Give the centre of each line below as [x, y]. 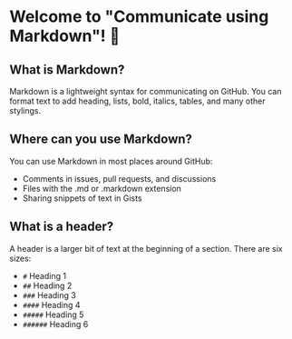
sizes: [20, 258]
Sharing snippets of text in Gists [82, 198]
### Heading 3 [49, 295]
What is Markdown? [67, 70]
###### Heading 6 [55, 324]
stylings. [25, 110]
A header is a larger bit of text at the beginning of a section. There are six [146, 248]
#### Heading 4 [51, 304]
